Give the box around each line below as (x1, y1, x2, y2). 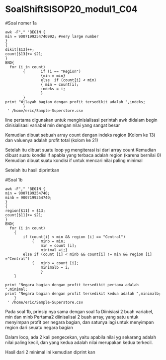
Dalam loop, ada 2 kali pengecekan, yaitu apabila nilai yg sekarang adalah (5, 334, 157, 340)
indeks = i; (40, 86, 66, 91)
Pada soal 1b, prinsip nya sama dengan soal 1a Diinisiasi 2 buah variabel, (5, 308, 154, 315)
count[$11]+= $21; (5, 212, 43, 217)
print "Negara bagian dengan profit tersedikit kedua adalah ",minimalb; (5, 291, 162, 296)
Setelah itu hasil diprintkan (5, 167, 60, 173)
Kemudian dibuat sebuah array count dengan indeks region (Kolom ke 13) (5, 132, 156, 138)
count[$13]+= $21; (5, 51, 43, 56)
